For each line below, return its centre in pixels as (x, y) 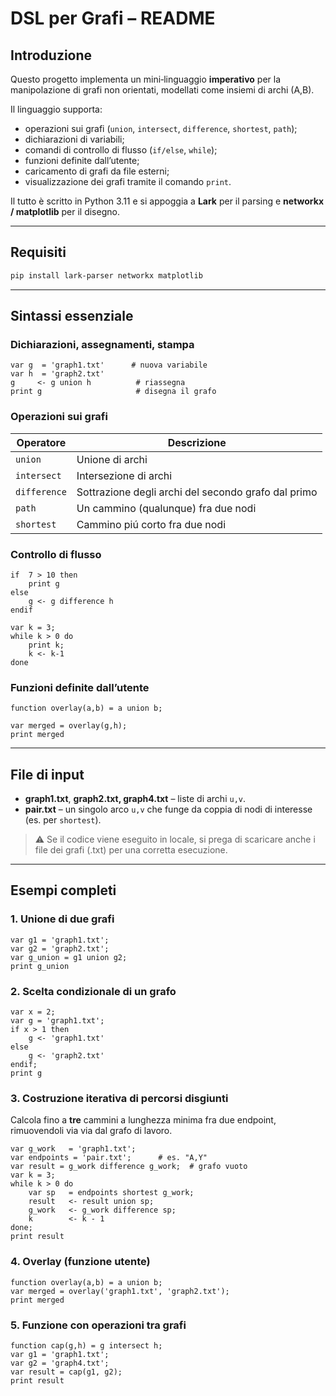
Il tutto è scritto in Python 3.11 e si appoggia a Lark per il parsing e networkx (167, 201)
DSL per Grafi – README (113, 18)
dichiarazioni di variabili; (74, 139)
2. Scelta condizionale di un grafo (93, 991)
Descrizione (197, 442)
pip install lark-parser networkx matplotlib (106, 275)
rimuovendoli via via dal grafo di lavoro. (91, 1131)
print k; (46, 645)
